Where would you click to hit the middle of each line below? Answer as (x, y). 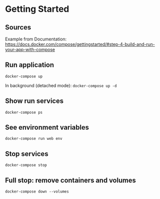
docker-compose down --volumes (37, 192)
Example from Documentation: (36, 39)
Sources (18, 27)
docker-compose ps (24, 112)
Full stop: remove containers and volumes (70, 180)
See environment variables (47, 127)
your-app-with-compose (30, 50)
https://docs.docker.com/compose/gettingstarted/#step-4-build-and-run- (80, 44)
